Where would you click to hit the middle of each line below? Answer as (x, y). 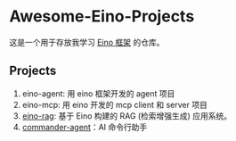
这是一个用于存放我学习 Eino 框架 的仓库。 (87, 42)
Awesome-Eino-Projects (102, 17)
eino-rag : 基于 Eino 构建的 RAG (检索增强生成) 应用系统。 (127, 116)
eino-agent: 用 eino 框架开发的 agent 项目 (98, 93)
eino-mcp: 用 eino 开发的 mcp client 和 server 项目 (114, 104)
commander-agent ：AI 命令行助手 (85, 127)
